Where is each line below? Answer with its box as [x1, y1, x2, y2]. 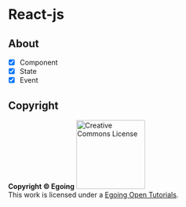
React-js [8, 6, 64, 24]
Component [19, 57, 58, 67]
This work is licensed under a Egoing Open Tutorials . [8, 190, 179, 199]
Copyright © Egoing [8, 182, 75, 190]
